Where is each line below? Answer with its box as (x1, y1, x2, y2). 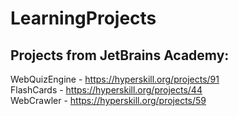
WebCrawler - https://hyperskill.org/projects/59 (10, 95, 207, 106)
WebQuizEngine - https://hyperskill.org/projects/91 (10, 73, 220, 85)
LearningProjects (10, 7, 157, 30)
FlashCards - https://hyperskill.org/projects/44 (10, 84, 203, 96)
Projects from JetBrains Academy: (10, 47, 230, 64)
